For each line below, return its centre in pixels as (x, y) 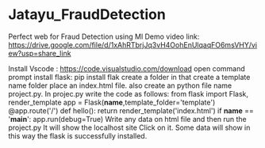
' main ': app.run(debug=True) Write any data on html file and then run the (128, 119)
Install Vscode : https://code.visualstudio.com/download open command (127, 68)
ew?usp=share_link (40, 53)
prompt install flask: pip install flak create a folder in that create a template (129, 77)
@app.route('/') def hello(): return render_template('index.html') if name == (131, 110)
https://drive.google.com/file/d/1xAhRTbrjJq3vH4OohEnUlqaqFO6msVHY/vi (133, 44)
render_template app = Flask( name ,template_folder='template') (112, 102)
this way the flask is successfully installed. (78, 135)
